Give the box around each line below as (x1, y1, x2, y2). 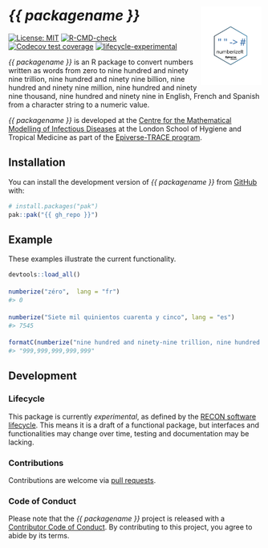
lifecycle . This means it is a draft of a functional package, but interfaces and (8, 420, 259, 430)
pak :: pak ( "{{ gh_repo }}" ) (8, 211, 99, 219)
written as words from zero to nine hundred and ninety (8, 65, 189, 75)
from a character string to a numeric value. (8, 100, 150, 109)
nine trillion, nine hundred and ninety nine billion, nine (8, 74, 185, 84)
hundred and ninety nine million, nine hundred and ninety (8, 83, 197, 92)
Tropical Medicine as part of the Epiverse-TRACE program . (8, 132, 202, 142)
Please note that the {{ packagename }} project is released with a (8, 513, 225, 524)
